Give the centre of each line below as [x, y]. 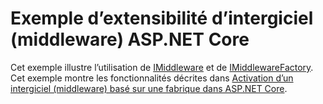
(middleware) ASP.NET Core [130, 39]
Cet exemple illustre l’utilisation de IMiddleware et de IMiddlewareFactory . [162, 67]
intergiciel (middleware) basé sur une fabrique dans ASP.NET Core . [149, 88]
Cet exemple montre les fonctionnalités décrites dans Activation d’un [152, 78]
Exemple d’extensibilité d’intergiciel [162, 18]
